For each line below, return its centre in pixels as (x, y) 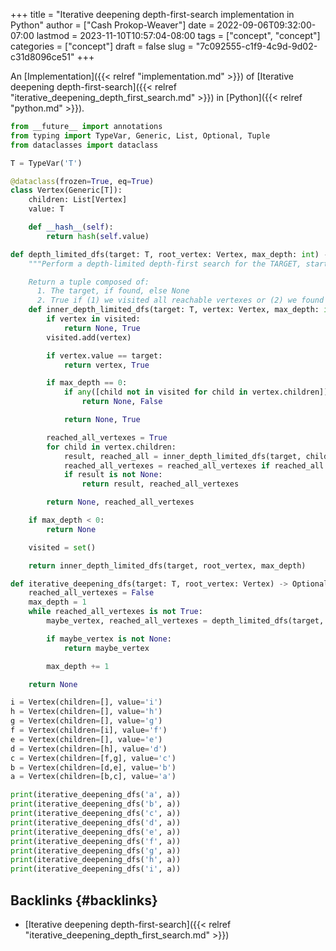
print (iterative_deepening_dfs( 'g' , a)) (96, 850)
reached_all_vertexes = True (107, 437)
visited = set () (62, 547)
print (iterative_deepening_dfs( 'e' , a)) (96, 832)
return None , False (122, 402)
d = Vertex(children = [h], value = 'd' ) (89, 749)
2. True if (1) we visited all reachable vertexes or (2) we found (180, 300)
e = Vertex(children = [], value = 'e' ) (86, 739)
